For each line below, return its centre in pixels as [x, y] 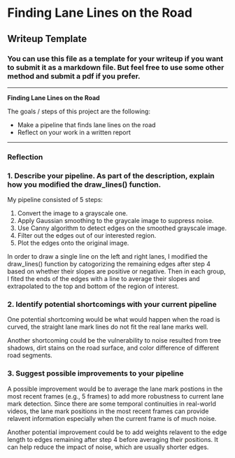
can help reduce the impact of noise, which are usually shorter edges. [108, 447]
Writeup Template [47, 39]
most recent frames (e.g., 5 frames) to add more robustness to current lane [116, 396]
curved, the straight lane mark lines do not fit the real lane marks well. [108, 327]
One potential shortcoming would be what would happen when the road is [114, 320]
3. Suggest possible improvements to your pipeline [95, 373]
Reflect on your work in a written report [74, 132]
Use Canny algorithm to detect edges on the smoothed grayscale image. [122, 228]
